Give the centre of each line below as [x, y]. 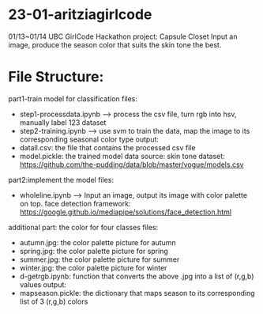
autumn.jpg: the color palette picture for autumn [98, 242]
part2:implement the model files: [61, 180]
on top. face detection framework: [75, 203]
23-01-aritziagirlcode [80, 15]
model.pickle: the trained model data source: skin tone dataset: [122, 156]
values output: [43, 284]
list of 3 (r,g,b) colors [54, 301]
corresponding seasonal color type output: [89, 139]
